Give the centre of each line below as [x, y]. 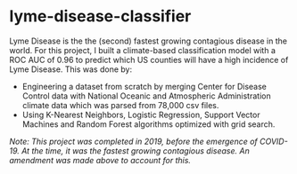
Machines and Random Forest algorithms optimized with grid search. [148, 124]
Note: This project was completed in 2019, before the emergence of [134, 141]
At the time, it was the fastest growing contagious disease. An [135, 150]
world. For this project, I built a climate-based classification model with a [143, 50]
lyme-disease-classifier [100, 16]
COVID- [273, 141]
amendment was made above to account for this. [100, 160]
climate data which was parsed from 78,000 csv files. [120, 105]
